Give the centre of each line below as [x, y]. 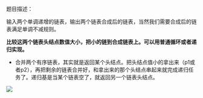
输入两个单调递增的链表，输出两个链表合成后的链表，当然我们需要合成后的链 [101, 22]
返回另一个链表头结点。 [129, 77]
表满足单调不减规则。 [33, 29]
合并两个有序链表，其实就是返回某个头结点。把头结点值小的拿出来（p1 [102, 62]
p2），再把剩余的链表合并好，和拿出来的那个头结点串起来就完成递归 [104, 70]
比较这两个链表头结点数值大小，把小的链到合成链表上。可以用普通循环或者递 [101, 42]
